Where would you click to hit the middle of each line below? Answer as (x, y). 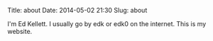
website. (20, 31)
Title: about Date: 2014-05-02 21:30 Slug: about (77, 10)
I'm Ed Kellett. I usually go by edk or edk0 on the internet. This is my (107, 24)
